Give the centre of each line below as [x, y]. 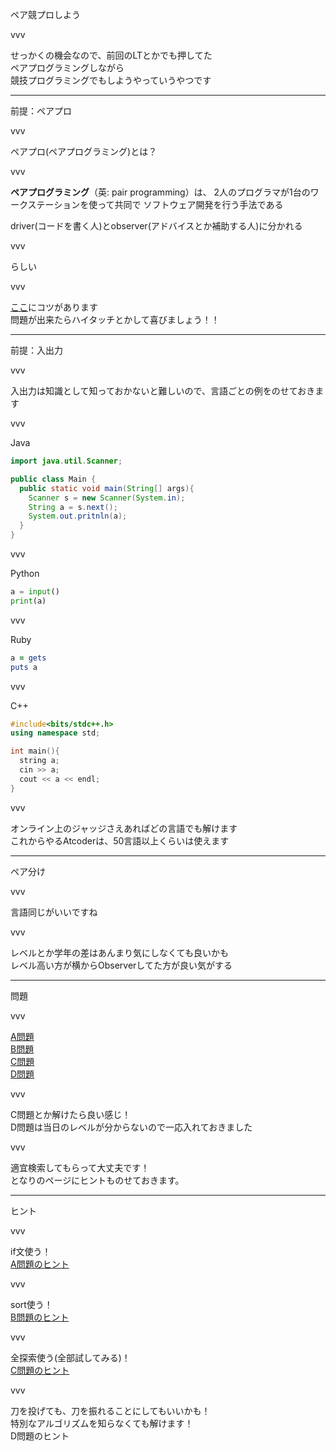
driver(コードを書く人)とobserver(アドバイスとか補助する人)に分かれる [156, 226]
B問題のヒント [40, 1317]
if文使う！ [31, 1251]
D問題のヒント [40, 1435]
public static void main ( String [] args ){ [107, 488]
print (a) [28, 601]
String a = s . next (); [73, 507]
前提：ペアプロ [41, 111]
